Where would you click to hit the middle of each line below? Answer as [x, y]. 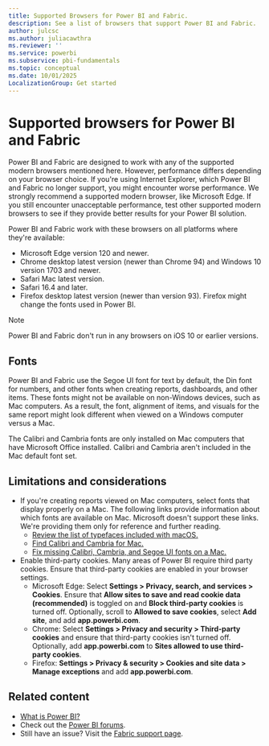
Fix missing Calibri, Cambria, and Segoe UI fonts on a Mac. [129, 552]
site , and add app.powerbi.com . [86, 620]
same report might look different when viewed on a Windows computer [126, 414]
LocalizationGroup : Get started [62, 83]
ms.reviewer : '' [35, 46]
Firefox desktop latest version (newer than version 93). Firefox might [133, 296]
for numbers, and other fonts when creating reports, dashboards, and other [133, 389]
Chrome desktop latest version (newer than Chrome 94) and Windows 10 [141, 262]
